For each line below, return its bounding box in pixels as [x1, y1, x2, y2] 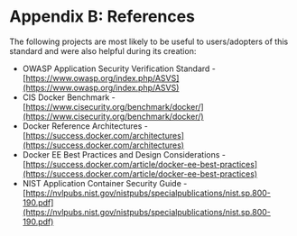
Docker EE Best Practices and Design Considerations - [22, 149, 226, 159]
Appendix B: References [9, 6, 196, 27]
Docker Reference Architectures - [22, 120, 149, 132]
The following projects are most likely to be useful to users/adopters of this [9, 36, 289, 47]
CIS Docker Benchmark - [22, 92, 116, 103]
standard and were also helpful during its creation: [9, 45, 197, 56]
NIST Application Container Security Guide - [22, 177, 188, 188]
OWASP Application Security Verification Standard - [22, 63, 217, 74]
